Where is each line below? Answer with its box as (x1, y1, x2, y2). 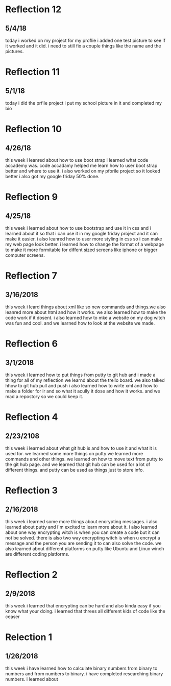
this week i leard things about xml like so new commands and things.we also (5, 304, 166, 310)
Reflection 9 (5, 191, 58, 203)
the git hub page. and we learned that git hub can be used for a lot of (5, 461, 151, 468)
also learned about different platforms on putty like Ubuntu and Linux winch (5, 546, 164, 552)
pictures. (5, 48, 24, 54)
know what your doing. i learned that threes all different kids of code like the (5, 608, 166, 614)
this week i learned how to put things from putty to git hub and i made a (5, 372, 156, 378)
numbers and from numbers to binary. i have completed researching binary (5, 671, 163, 677)
